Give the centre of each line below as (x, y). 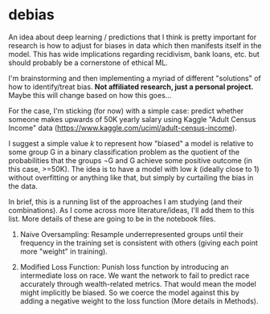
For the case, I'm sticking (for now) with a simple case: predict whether (126, 111)
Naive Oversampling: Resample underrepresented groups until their (131, 234)
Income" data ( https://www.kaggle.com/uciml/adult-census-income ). (123, 128)
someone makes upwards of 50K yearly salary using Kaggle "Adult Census (132, 119)
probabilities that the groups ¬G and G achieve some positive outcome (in (131, 160)
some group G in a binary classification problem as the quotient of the (124, 152)
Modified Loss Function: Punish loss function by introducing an (124, 267)
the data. (23, 186)
